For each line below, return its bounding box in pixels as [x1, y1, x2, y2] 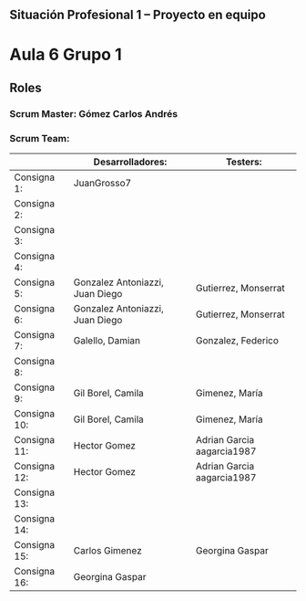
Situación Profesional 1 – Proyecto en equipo [9, 7, 266, 23]
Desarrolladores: [93, 155, 168, 168]
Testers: [226, 155, 262, 168]
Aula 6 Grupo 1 [9, 44, 122, 65]
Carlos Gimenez [73, 544, 143, 557]
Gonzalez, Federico [195, 334, 280, 347]
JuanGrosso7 [73, 177, 132, 190]
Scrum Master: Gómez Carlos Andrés [9, 107, 178, 120]
